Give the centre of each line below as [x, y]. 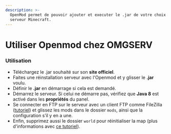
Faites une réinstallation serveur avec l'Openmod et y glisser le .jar [83, 77]
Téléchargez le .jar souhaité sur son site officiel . [64, 72]
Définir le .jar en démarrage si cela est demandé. [64, 88]
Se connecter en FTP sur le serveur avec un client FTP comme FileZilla [87, 104]
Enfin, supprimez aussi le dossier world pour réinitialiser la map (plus [85, 121]
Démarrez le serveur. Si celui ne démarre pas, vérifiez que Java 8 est [86, 94]
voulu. [19, 83]
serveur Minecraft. [31, 19]
